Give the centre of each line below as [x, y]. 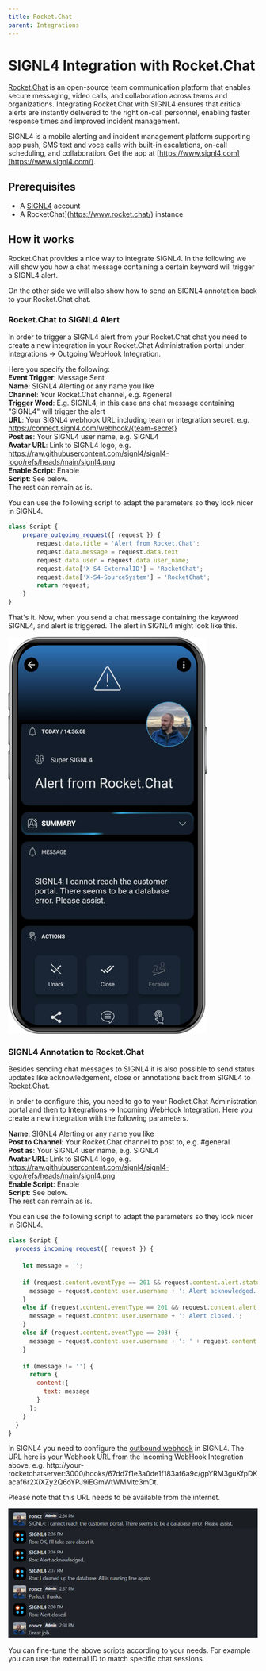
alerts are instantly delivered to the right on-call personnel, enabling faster [129, 113]
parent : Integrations [44, 25]
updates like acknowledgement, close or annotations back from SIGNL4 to [129, 1078]
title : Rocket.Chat [40, 17]
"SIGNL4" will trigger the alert [57, 411]
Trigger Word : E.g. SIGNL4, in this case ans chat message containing [122, 403]
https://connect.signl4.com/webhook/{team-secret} [93, 428]
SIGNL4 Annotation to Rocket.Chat [76, 1052]
